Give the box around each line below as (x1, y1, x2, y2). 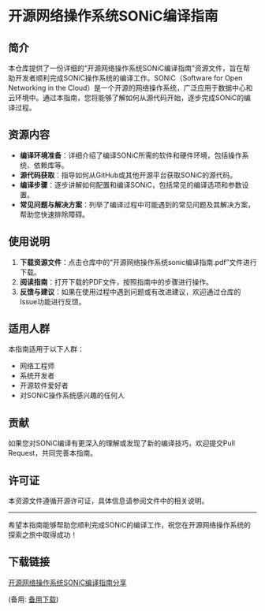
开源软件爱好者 (19, 381, 69, 390)
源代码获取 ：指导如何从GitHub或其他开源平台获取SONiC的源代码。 (19, 170, 237, 180)
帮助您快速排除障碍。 (19, 210, 89, 219)
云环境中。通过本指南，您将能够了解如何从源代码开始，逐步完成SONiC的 (8, 93, 244, 102)
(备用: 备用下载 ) (8, 594, 59, 604)
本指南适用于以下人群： (8, 345, 84, 354)
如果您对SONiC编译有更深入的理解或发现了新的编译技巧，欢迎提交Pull (8, 438, 235, 448)
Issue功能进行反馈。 (19, 296, 86, 306)
